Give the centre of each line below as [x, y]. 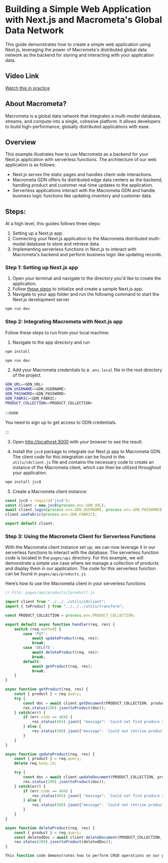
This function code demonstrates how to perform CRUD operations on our [82, 856]
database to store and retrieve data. [63, 244]
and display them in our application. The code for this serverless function [80, 568]
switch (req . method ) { [38, 629]
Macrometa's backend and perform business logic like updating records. [87, 255]
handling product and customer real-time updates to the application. [83, 185]
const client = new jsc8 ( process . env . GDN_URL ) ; [56, 505]
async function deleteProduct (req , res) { [50, 828]
